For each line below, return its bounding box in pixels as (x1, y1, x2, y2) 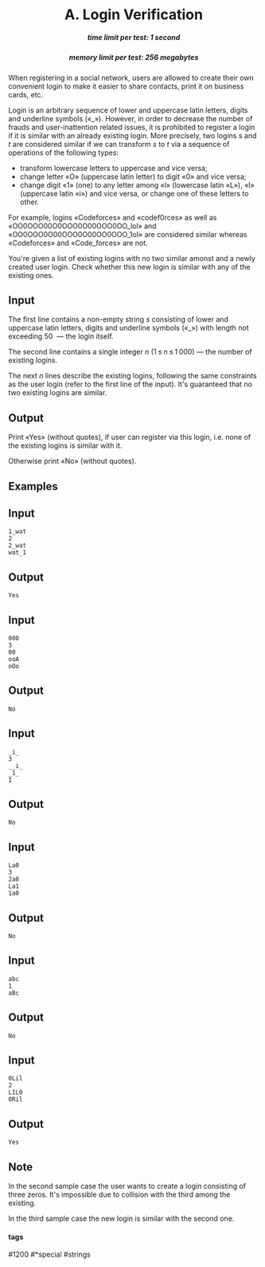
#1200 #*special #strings (8, 1249, 92, 1259)
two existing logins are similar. (8, 388, 107, 398)
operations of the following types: (8, 148, 119, 157)
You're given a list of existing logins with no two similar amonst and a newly (8, 253, 256, 263)
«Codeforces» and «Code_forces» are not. (8, 238, 149, 247)
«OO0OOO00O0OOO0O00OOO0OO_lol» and (8, 221, 157, 231)
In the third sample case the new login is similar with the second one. (8, 1214, 235, 1223)
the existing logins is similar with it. (8, 441, 123, 450)
